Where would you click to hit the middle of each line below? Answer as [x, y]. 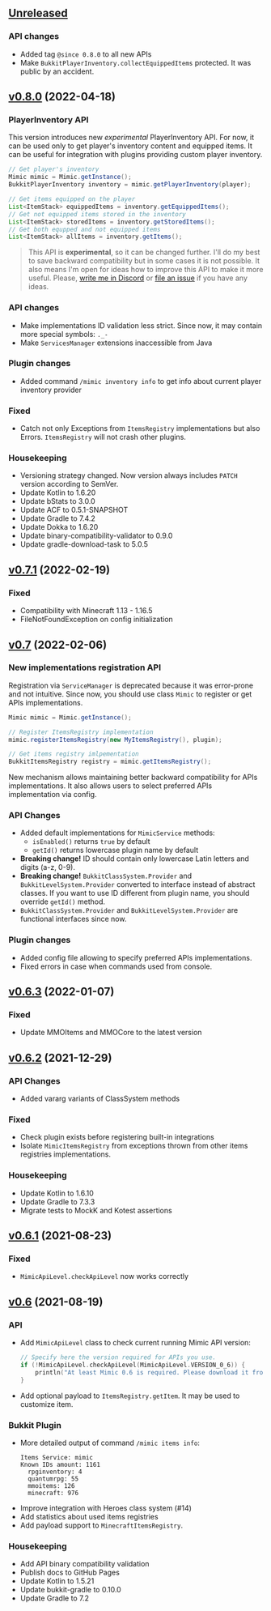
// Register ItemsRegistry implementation [81, 732]
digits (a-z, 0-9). [47, 867]
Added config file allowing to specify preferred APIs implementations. [136, 957]
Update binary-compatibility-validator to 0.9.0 [96, 536]
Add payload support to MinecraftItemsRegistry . [102, 1525]
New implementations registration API [85, 667]
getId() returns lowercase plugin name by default [115, 850]
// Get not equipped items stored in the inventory [97, 214]
